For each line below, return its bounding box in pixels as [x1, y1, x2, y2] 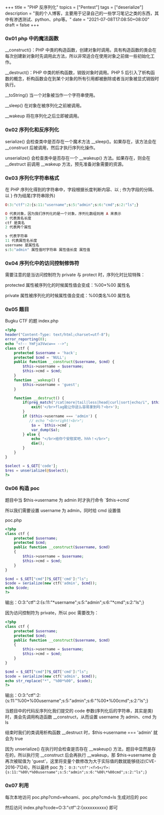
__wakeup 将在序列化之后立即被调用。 [5, 113, 82, 119]
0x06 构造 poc [5, 485, 40, 492]
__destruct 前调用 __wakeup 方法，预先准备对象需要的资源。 [5, 161, 126, 167]
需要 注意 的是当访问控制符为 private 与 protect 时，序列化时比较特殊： [5, 272, 145, 278]
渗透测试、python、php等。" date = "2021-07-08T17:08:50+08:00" [13, 17, 150, 22]
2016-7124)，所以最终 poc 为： [5, 764, 68, 771]
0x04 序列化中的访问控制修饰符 [5, 259, 80, 266]
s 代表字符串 [5, 234, 28, 238]
